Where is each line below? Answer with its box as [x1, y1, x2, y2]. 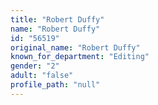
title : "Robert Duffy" [10, 14, 105, 25]
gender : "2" [10, 61, 60, 71]
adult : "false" [10, 71, 74, 81]
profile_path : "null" [10, 80, 101, 90]
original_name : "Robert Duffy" [10, 42, 141, 53]
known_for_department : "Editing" [10, 52, 150, 62]
